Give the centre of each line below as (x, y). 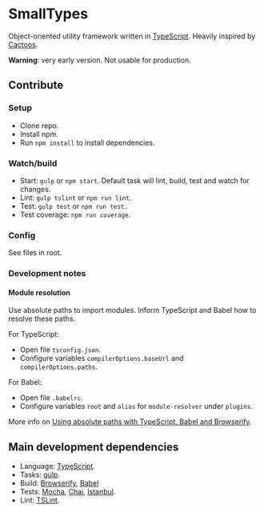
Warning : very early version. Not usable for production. (100, 60)
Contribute (36, 85)
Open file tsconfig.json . (60, 350)
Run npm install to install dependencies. (87, 142)
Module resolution (39, 292)
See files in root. (35, 253)
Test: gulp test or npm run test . (73, 206)
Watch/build (33, 163)
